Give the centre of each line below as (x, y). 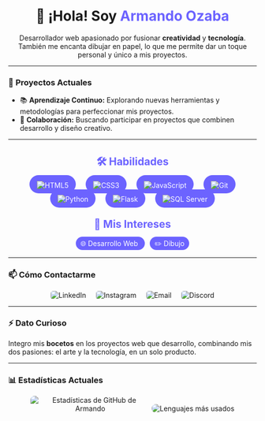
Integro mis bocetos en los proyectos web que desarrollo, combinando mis (130, 343)
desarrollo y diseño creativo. (66, 129)
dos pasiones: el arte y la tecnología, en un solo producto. (103, 352)
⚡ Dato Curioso (37, 323)
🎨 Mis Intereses (132, 224)
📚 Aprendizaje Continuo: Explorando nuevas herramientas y (119, 100)
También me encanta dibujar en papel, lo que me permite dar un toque (132, 46)
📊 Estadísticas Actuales (56, 380)
